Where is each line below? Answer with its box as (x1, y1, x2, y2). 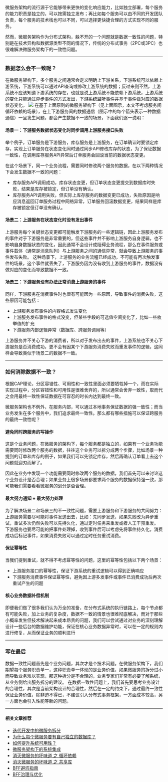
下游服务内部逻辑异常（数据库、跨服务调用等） (12, 326, 109, 332)
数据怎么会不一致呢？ (5, 65, 56, 72)
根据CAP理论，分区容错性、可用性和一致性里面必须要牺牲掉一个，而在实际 (5, 380, 159, 387)
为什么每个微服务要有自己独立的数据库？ (12, 733, 96, 739)
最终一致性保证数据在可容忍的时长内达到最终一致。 (18, 393, 123, 400)
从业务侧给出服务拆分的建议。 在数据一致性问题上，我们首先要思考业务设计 (5, 679, 160, 685)
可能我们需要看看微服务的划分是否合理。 (5, 483, 88, 489)
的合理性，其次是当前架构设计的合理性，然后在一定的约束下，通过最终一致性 (5, 686, 163, 692)
